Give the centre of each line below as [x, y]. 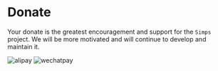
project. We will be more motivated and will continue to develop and [107, 39]
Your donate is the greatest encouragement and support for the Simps [109, 32]
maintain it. [24, 46]
